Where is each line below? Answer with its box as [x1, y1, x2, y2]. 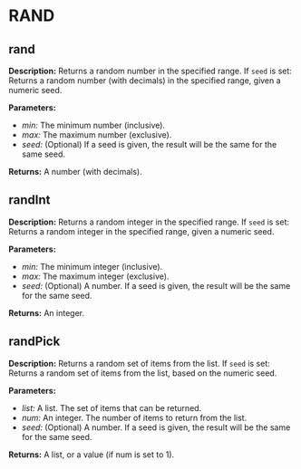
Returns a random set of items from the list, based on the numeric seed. [8, 368, 277, 378]
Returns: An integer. [8, 307, 85, 318]
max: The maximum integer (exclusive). [21, 271, 170, 282]
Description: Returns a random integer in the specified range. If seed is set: [8, 216, 290, 227]
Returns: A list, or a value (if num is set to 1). [8, 449, 175, 460]
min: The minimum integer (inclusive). [21, 261, 163, 272]
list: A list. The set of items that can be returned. [21, 402, 202, 413]
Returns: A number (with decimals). [8, 167, 142, 177]
